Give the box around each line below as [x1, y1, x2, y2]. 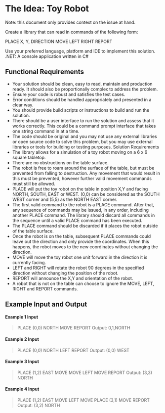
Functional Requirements [5, 68, 84, 76]
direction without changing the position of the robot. [12, 270, 119, 276]
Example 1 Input [5, 314, 39, 320]
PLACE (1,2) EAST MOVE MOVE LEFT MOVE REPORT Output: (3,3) [17, 369, 152, 375]
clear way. [12, 102, 34, 108]
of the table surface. [12, 228, 54, 234]
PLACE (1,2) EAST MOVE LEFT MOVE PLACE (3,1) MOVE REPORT [17, 397, 150, 403]
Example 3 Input [5, 359, 40, 365]
